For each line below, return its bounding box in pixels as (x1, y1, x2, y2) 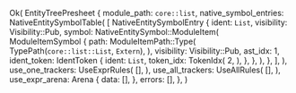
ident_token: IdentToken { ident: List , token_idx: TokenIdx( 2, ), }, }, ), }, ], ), (9, 55, 288, 65)
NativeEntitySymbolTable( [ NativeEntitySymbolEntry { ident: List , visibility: (9, 17, 288, 28)
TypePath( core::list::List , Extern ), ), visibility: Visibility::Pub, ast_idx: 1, (9, 46, 280, 56)
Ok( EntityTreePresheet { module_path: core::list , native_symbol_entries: (9, 8, 284, 18)
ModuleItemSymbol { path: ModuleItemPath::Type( (9, 36, 196, 46)
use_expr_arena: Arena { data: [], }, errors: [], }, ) (9, 74, 188, 84)
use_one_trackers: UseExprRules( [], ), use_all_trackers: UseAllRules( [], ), (9, 64, 281, 75)
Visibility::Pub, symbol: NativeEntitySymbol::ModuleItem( (9, 27, 220, 37)
